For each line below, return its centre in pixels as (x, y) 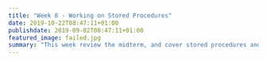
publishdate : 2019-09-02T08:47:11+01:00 (76, 30)
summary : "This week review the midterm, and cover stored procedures (128, 45)
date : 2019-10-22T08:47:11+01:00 (64, 23)
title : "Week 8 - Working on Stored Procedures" (90, 15)
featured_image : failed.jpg (55, 38)
